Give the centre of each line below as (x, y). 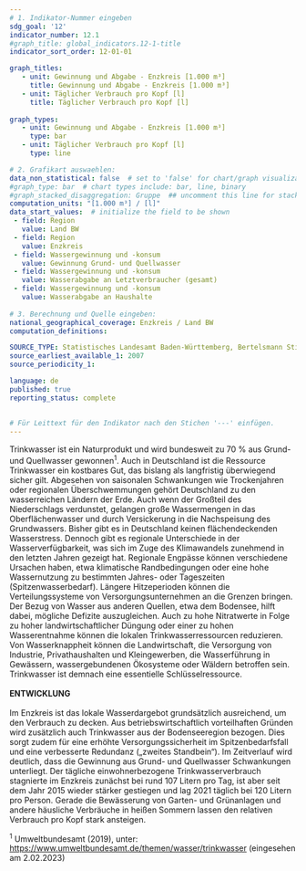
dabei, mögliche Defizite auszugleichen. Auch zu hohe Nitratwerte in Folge (150, 615)
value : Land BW (50, 229)
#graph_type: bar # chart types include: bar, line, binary (128, 187)
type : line (50, 153)
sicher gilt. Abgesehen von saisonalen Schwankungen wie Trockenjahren (147, 479)
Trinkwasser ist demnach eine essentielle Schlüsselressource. (126, 674)
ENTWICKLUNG (40, 693)
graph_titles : (36, 68)
